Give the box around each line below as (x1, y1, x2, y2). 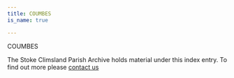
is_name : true (7, 17, 49, 24)
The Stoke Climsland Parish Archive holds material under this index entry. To (7, 55, 228, 63)
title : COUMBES (7, 10, 52, 17)
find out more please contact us (7, 63, 99, 71)
